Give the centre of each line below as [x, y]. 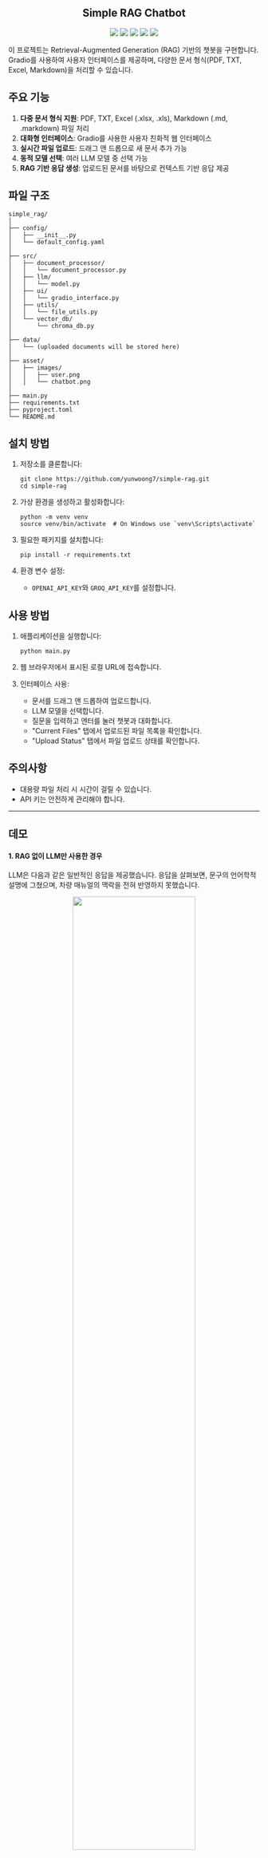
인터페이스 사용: [44, 684]
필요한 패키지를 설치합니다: [61, 540]
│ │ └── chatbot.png [49, 382]
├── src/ [23, 256]
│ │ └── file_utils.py [53, 312]
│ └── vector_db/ [41, 319]
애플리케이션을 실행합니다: [61, 636]
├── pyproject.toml [41, 410]
